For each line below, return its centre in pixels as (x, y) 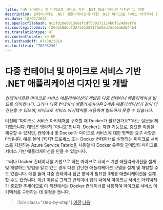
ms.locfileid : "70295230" (31, 46)
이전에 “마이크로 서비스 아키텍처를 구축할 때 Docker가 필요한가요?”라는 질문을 (79, 120)
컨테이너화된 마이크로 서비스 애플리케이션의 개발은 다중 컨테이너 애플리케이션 (78, 98)
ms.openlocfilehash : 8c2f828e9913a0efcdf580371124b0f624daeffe (71, 23)
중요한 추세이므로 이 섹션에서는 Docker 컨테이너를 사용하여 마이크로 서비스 (81, 186)
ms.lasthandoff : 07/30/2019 (34, 41)
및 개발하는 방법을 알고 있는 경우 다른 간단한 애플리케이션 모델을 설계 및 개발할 (79, 167)
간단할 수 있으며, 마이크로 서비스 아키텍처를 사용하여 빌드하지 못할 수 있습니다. (79, 110)
